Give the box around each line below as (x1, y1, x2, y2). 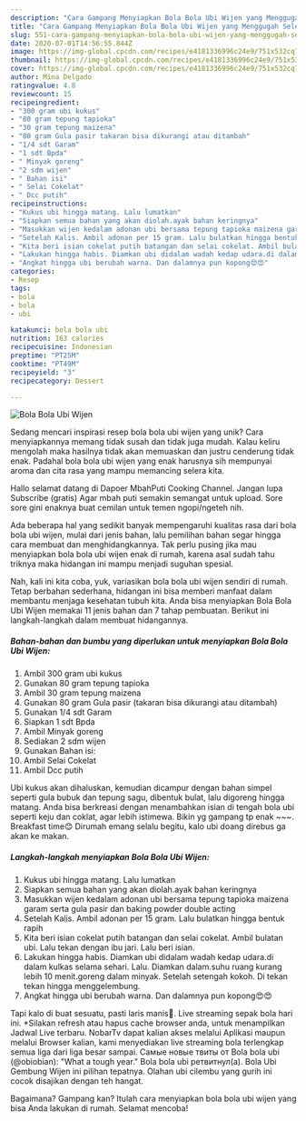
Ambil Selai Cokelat (23, 756, 96, 766)
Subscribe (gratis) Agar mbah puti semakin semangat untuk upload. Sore (10, 493, 283, 504)
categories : (10, 267, 55, 276)
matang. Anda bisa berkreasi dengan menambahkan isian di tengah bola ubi (10, 802, 294, 813)
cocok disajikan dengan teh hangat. (10, 1076, 144, 1086)
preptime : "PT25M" (10, 351, 80, 360)
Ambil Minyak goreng (23, 726, 104, 737)
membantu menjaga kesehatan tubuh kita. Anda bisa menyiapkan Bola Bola (10, 596, 292, 606)
